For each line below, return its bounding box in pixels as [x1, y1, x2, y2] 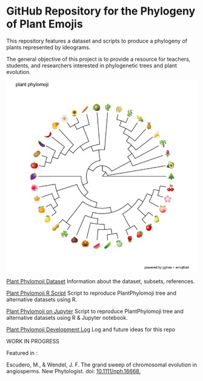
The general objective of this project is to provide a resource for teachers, [6, 55, 191, 62]
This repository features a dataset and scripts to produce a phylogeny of [6, 37, 188, 44]
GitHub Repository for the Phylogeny [6, 4, 196, 18]
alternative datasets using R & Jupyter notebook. [6, 314, 128, 321]
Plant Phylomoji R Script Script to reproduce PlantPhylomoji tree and [6, 289, 177, 297]
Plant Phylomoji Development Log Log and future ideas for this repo [6, 326, 176, 333]
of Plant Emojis [6, 17, 83, 31]
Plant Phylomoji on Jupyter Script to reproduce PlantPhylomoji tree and [6, 308, 184, 315]
